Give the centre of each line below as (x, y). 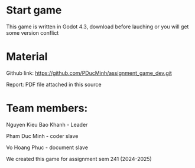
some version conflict (32, 32)
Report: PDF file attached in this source (54, 84)
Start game (34, 10)
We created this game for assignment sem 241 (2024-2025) (79, 159)
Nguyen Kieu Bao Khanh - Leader (47, 124)
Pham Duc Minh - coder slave (42, 136)
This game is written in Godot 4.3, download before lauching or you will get (97, 27)
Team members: (47, 108)
